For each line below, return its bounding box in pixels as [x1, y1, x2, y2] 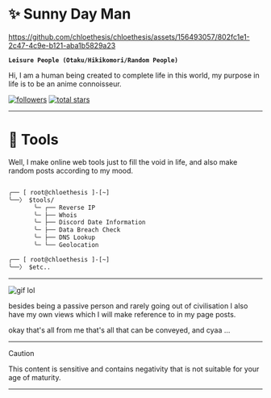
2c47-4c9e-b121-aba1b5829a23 [8, 40, 116, 50]
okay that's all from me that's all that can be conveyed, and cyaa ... [8, 325, 231, 335]
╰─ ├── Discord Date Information [33, 219, 147, 227]
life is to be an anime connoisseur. [8, 78, 123, 89]
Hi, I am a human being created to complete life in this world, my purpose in [8, 70, 260, 80]
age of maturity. [8, 372, 61, 382]
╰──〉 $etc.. [8, 263, 51, 271]
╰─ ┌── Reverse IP [33, 203, 95, 212]
